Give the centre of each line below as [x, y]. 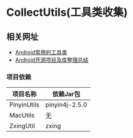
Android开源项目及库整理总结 [52, 60]
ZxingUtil [22, 126]
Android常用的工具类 [41, 52]
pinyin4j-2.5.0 [66, 105]
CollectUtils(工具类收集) [67, 12]
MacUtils [22, 116]
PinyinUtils [24, 105]
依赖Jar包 [66, 94]
